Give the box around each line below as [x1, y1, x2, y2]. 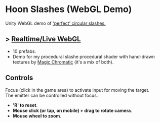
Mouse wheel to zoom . [12, 112, 62, 119]
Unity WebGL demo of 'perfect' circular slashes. [5, 20, 106, 26]
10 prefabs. [12, 48, 36, 54]
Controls [5, 74, 33, 82]
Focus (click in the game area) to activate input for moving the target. [5, 87, 150, 93]
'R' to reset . [12, 102, 38, 108]
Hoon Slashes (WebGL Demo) [5, 4, 132, 15]
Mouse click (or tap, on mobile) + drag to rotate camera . [12, 107, 133, 113]
